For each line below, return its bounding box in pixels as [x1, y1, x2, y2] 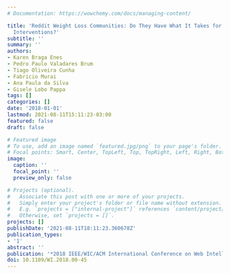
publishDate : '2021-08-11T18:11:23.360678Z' [7, 225, 136, 232]
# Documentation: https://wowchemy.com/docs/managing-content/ [7, 10, 192, 17]
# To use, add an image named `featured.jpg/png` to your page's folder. [7, 143, 222, 150]
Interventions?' [13, 29, 60, 36]
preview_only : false [13, 174, 72, 181]
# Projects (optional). [7, 187, 75, 193]
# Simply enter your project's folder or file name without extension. [7, 200, 222, 206]
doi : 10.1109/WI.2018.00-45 [7, 257, 88, 264]
